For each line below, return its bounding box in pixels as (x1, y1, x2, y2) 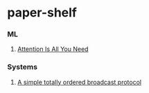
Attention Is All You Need (17, 45, 89, 53)
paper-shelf (7, 5, 78, 21)
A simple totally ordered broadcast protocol (17, 78, 142, 86)
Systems (7, 62, 38, 72)
